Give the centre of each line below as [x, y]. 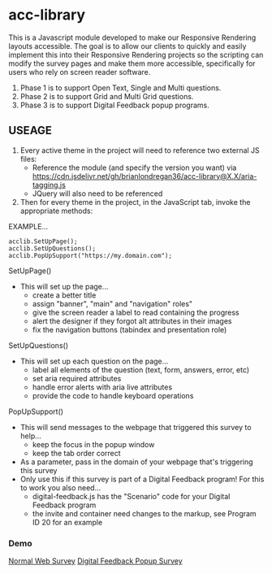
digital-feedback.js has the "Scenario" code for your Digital [131, 496]
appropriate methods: [56, 211]
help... [31, 436]
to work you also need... [60, 487]
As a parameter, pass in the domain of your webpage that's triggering [136, 462]
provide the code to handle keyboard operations [113, 395]
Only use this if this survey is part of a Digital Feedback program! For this [142, 479]
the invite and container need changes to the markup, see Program [145, 513]
